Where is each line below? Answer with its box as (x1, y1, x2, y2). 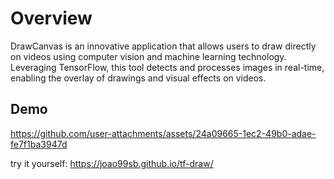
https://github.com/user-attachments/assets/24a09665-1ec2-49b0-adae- (10, 127, 317, 139)
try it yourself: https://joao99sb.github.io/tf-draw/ (10, 157, 214, 169)
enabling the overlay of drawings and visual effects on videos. (10, 72, 267, 84)
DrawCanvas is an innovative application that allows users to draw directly (10, 40, 317, 52)
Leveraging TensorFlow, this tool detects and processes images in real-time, (10, 61, 325, 73)
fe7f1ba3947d (10, 138, 68, 150)
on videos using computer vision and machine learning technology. (10, 50, 287, 62)
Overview (10, 7, 93, 30)
